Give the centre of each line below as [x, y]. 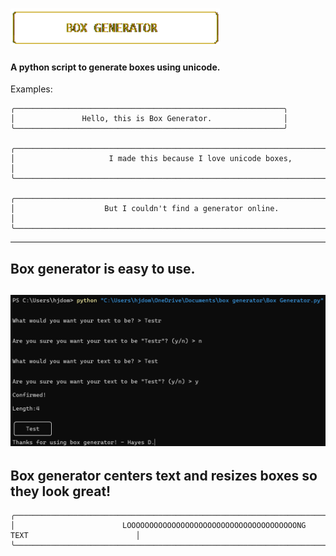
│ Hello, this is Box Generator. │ [149, 119]
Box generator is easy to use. [103, 268]
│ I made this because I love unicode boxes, [151, 159]
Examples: [31, 89]
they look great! [61, 491]
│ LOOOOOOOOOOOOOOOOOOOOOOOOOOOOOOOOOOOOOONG [158, 526]
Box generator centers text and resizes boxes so [164, 475]
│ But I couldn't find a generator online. [145, 209]
